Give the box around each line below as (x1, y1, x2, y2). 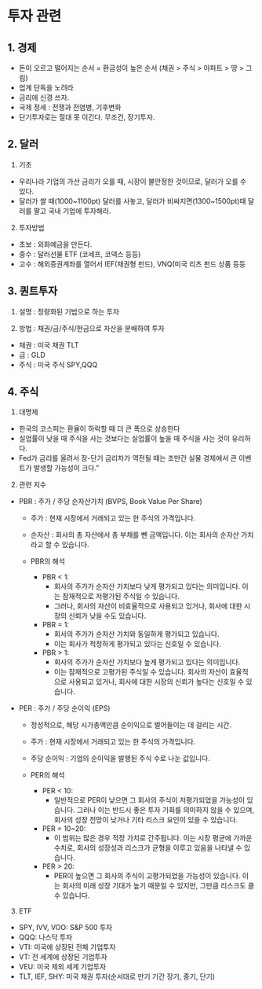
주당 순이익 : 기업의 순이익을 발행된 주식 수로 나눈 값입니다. (30, 754, 211, 763)
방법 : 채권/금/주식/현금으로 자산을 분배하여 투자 (18, 323, 166, 333)
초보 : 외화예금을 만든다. (18, 239, 93, 248)
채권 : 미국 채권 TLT (18, 340, 79, 350)
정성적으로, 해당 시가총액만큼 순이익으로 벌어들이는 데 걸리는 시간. (30, 720, 232, 730)
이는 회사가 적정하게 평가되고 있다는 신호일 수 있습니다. (53, 639, 221, 649)
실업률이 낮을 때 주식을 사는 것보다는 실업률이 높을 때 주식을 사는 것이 (18, 434, 231, 443)
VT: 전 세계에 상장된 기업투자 (18, 952, 107, 961)
